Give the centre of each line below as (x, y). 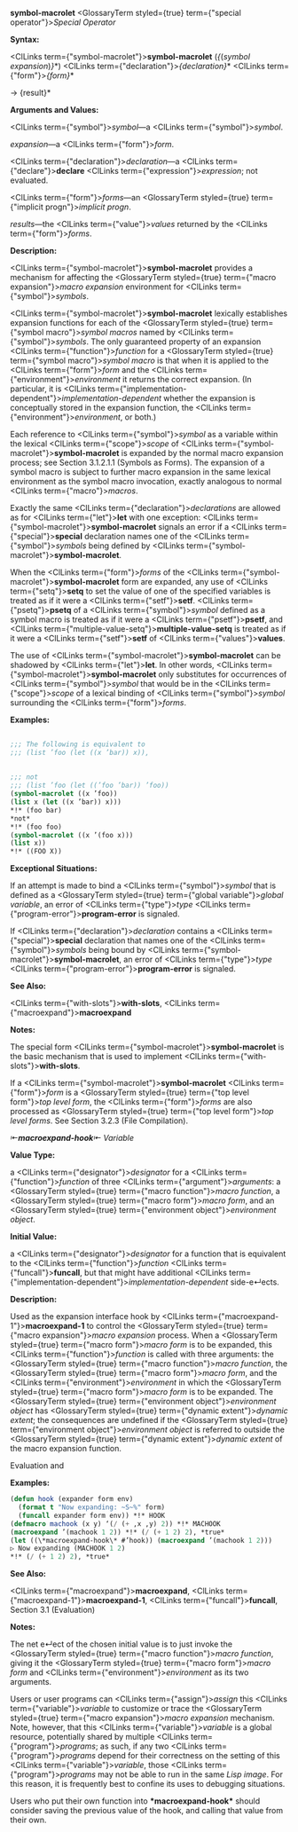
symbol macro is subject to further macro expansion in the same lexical (141, 472)
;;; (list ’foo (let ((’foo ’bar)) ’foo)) (90, 786)
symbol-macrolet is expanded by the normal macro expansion (169, 453)
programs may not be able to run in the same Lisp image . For (171, 1774)
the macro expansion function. (66, 1449)
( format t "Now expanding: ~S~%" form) (92, 1507)
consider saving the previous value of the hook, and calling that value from (146, 1811)
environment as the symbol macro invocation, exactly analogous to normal (146, 481)
